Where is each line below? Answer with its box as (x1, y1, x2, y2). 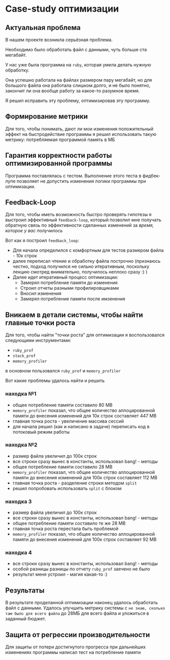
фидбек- (142, 172, 161, 179)
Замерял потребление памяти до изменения (20, 280, 118, 286)
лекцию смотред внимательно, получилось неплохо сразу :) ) (12, 269, 148, 275)
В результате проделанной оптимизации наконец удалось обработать (5, 600, 158, 606)
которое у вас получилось (5, 228, 63, 234)
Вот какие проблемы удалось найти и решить (5, 377, 105, 384)
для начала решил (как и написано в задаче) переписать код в (12, 423, 150, 429)
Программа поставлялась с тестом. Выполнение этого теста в (5, 172, 142, 179)
